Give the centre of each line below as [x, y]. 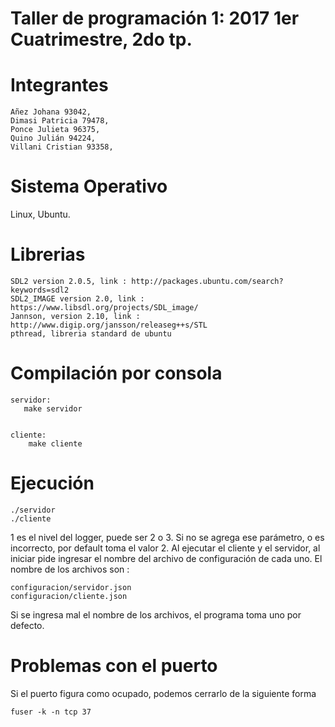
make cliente [55, 443]
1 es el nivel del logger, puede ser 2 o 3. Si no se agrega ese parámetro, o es [167, 537]
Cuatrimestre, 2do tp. [101, 39]
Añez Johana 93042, [51, 112]
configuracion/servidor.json [71, 587]
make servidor [53, 408]
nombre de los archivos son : [70, 569]
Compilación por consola [116, 373]
